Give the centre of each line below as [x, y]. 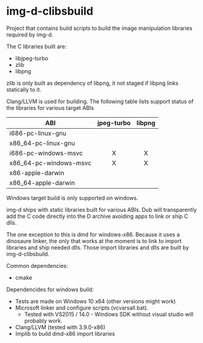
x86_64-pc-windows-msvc [50, 163]
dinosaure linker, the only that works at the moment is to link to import [94, 241]
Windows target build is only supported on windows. [72, 198]
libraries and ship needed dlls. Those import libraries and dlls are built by [98, 247]
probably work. [43, 320]
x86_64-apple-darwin [42, 182]
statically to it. [24, 89]
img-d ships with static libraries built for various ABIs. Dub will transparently [101, 209]
